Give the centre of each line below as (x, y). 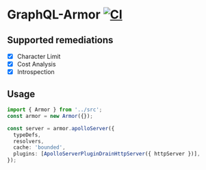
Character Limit (39, 56)
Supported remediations (60, 40)
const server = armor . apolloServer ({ (61, 128)
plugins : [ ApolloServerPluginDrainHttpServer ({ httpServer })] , (107, 154)
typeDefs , (27, 135)
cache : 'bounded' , (40, 147)
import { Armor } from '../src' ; (55, 110)
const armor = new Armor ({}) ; (50, 116)
